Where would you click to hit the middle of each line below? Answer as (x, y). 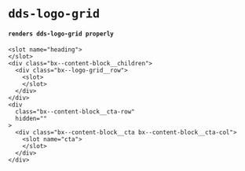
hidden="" (31, 119)
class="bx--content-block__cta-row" (75, 112)
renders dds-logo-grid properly (61, 34)
